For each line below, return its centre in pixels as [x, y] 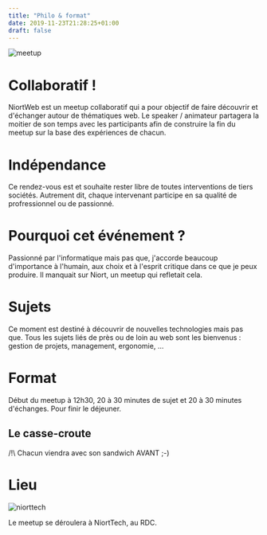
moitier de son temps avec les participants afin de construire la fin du [122, 124]
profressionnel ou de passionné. [61, 204]
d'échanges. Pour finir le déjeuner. [65, 409]
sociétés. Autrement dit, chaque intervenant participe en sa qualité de [123, 195]
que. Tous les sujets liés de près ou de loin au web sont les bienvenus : [125, 338]
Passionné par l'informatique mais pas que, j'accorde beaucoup [113, 258]
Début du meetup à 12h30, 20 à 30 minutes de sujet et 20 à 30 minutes [125, 400]
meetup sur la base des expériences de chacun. [87, 133]
